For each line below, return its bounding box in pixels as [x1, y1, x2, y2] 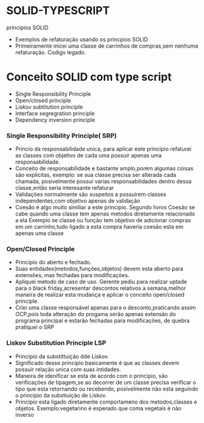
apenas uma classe [15, 230, 64, 237]
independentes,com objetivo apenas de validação [15, 197, 141, 204]
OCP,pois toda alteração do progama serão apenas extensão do [15, 311, 177, 318]
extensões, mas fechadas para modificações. [15, 272, 130, 279]
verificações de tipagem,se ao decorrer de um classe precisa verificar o [15, 378, 197, 386]
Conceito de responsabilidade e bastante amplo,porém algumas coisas [15, 165, 194, 172]
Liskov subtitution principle [15, 103, 83, 110]
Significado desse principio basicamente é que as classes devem [15, 359, 180, 366]
